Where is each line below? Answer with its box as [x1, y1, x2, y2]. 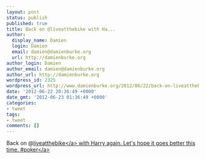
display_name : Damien [12, 37, 67, 43]
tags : [6, 111, 20, 117]
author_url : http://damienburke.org [6, 72, 99, 78]
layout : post [6, 9, 40, 15]
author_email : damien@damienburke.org [6, 65, 105, 72]
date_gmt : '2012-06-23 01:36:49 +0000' [6, 94, 108, 100]
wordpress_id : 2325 [6, 77, 56, 83]
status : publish [6, 15, 48, 21]
